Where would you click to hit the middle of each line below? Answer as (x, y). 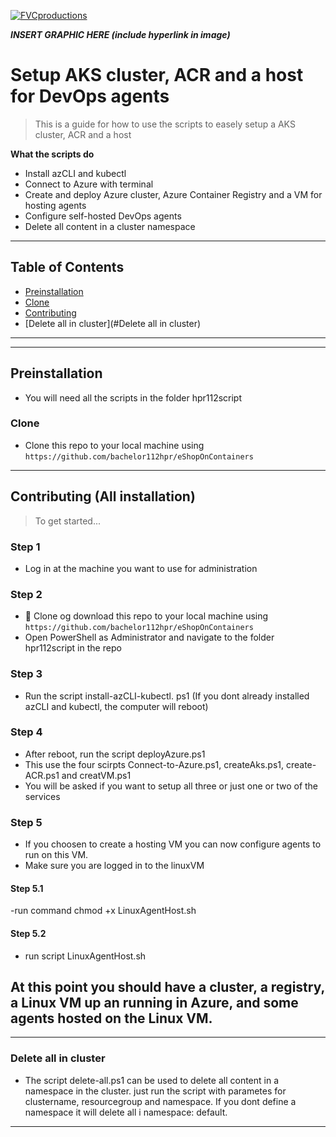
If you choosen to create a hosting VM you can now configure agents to (173, 844)
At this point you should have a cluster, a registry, (167, 986)
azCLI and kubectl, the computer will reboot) (116, 706)
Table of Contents (67, 267)
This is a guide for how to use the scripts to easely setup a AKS (165, 124)
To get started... (68, 521)
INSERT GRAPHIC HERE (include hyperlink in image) (120, 34)
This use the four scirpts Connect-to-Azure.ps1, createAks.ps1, (154, 764)
